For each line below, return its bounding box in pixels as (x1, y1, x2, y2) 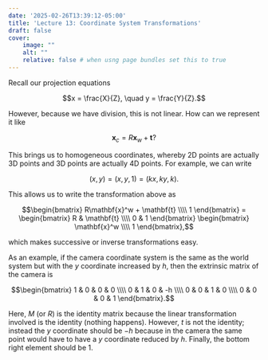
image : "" (22, 41, 56, 49)
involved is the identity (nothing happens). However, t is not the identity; (8, 317, 245, 327)
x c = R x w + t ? (111, 132, 157, 144)
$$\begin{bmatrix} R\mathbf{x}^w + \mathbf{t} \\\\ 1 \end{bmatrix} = (22, 205, 246, 214)
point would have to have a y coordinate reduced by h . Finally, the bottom (8, 334, 250, 343)
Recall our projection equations (8, 77, 111, 88)
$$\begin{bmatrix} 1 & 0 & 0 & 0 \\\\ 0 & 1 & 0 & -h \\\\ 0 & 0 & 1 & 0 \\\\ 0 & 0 (10, 284, 258, 295)
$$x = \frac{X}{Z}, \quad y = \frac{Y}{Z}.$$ (62, 93, 206, 103)
